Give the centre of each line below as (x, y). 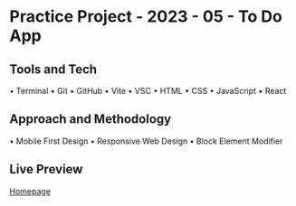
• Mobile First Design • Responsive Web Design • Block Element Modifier (146, 141)
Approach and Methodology (91, 119)
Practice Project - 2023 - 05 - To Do (146, 17)
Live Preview (46, 169)
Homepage (30, 191)
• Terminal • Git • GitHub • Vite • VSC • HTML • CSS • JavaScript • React (148, 91)
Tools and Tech (53, 69)
